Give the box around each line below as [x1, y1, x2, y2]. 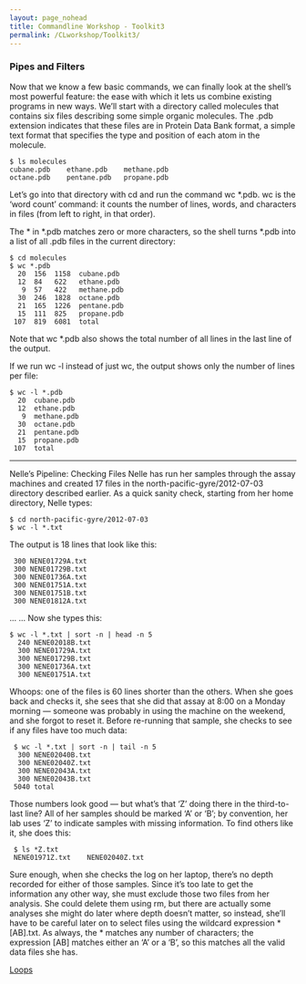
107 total [13, 443, 55, 452]
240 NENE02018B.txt [17, 637, 92, 647]
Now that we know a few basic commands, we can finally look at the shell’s [9, 81, 291, 92]
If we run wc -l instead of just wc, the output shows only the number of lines [9, 360, 296, 371]
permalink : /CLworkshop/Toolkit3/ [9, 30, 141, 39]
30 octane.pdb [17, 419, 76, 429]
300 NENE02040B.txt [17, 750, 92, 760]
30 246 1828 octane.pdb [17, 293, 120, 302]
